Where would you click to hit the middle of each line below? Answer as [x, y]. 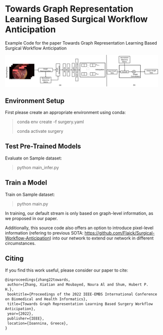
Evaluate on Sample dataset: [33, 158]
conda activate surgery [40, 131]
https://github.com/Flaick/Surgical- [120, 233]
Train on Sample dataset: [30, 194]
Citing [14, 259]
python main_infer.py [38, 167]
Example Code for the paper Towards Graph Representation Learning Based [81, 43]
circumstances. [20, 243]
